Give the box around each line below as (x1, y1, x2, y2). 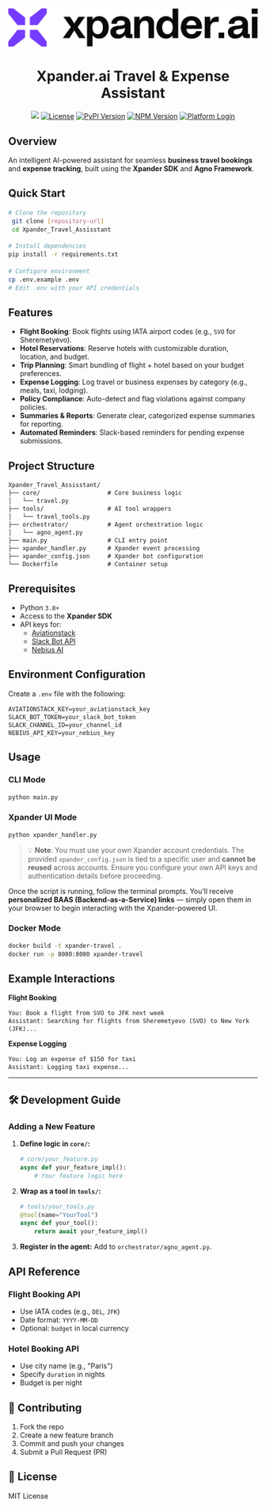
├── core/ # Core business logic (8, 489, 182, 497)
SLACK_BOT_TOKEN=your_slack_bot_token (8, 713, 136, 721)
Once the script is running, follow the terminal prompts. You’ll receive (8, 886, 234, 896)
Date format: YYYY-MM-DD (19, 1315, 99, 1324)
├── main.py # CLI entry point (8, 537, 169, 545)
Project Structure (8, 459, 95, 473)
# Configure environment (8, 267, 90, 275)
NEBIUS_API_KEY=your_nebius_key (8, 729, 115, 736)
